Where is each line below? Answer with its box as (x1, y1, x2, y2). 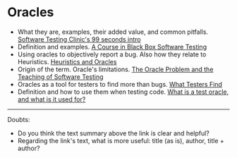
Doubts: (7, 115, 30, 123)
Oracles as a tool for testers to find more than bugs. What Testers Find (17, 80, 222, 88)
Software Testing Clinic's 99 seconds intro (17, 35, 141, 43)
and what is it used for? (17, 95, 86, 103)
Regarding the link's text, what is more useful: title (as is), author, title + (17, 136, 224, 145)
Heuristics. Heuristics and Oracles (17, 57, 117, 66)
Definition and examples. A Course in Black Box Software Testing (17, 42, 207, 51)
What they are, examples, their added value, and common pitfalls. (17, 28, 209, 36)
